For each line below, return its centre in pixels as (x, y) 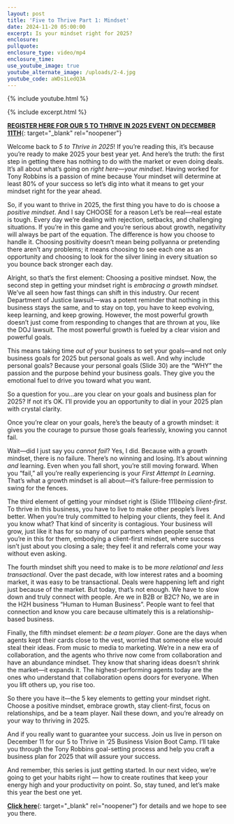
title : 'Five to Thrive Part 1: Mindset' (68, 20)
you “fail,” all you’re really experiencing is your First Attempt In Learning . (111, 474)
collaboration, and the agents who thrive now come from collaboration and (115, 655)
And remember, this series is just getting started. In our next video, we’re (112, 770)
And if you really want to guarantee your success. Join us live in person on (115, 734)
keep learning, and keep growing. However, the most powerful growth (108, 315)
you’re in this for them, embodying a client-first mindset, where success (111, 539)
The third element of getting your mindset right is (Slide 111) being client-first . (117, 502)
